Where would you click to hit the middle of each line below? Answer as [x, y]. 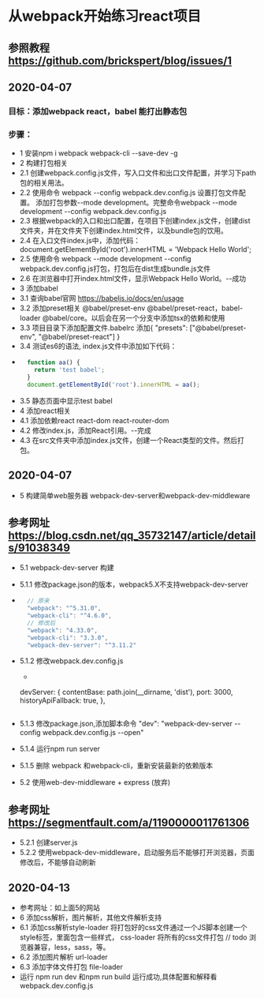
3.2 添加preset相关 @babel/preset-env [82, 308]
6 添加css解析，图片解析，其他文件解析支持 [91, 917]
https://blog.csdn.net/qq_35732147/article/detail [132, 535]
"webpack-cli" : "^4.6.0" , [69, 616]
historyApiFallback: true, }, [62, 700]
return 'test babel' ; [69, 370]
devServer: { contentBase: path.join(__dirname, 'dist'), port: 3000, [126, 692]
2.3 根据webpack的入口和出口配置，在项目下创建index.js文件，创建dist [135, 221]
